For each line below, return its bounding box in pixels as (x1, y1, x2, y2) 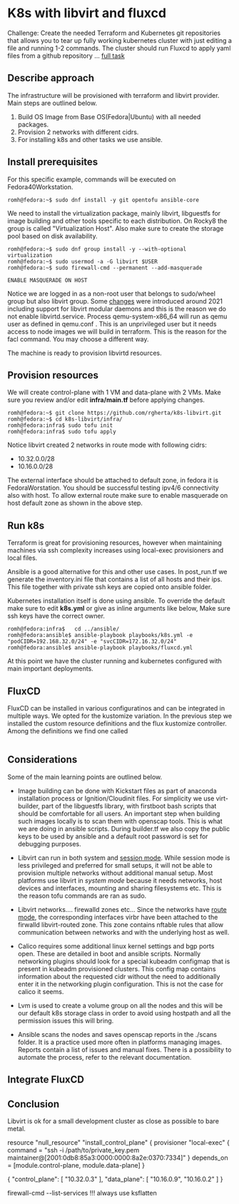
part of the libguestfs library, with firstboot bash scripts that (41, 801, 217, 810)
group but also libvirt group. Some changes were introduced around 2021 (7, 296, 223, 305)
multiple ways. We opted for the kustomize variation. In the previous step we (7, 712, 233, 720)
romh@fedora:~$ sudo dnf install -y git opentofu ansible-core (7, 196, 200, 204)
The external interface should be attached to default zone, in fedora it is (7, 476, 219, 485)
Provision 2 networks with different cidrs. (17, 127, 139, 136)
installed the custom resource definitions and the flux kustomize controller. (7, 719, 227, 728)
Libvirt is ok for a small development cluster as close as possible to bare (7, 1117, 220, 1125)
